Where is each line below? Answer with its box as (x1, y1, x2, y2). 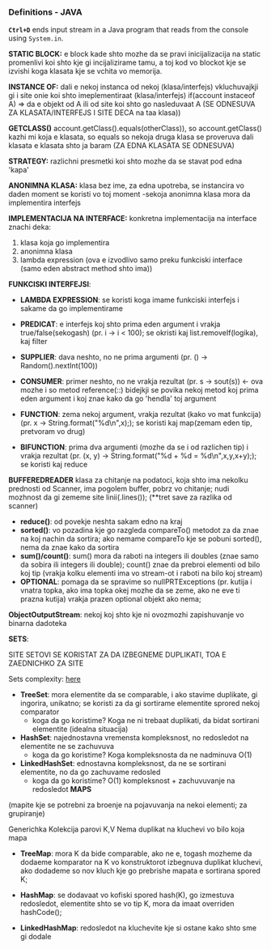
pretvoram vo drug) (19, 427, 86, 436)
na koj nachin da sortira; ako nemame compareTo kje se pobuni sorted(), (19, 534, 262, 544)
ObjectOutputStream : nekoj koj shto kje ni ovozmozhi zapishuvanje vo (8, 610, 244, 619)
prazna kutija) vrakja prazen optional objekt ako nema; (19, 594, 201, 604)
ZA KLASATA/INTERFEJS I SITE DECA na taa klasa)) (8, 108, 181, 117)
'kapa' (8, 165, 30, 175)
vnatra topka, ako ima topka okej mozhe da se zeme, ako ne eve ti (19, 585, 240, 595)
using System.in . (8, 33, 64, 43)
